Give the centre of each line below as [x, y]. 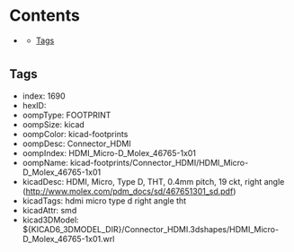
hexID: [34, 105]
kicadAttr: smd [49, 210]
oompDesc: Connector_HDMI [77, 143]
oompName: [45, 162]
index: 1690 [44, 96]
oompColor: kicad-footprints [75, 134]
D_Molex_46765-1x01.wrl [68, 239]
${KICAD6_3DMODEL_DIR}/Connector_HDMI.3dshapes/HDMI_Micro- [151, 229]
